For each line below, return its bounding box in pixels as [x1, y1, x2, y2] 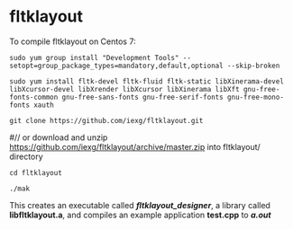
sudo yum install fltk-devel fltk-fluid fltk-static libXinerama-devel [9, 76, 284, 86]
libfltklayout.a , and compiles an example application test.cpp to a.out [9, 209, 272, 220]
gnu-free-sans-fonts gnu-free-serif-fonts [61, 92, 224, 101]
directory [9, 151, 43, 162]
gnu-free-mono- [226, 92, 284, 101]
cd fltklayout [9, 168, 63, 177]
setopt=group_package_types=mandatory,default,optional [9, 61, 224, 70]
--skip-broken [226, 61, 280, 70]
